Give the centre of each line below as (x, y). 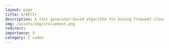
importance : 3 (20, 33)
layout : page (19, 10)
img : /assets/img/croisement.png (40, 24)
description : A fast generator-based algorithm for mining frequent (78, 19)
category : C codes (24, 38)
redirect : (16, 28)
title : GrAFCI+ (21, 14)
